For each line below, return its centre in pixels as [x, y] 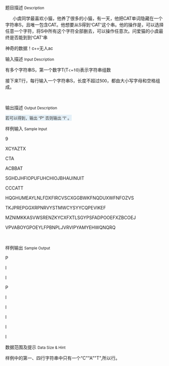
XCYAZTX [16, 149]
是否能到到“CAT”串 [29, 37]
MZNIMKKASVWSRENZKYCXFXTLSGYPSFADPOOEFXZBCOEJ [71, 218]
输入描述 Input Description [30, 59]
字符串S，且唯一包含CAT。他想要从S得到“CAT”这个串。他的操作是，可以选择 [85, 25]
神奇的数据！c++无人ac [29, 48]
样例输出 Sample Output [28, 248]
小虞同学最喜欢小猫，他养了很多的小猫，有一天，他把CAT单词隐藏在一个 [88, 18]
